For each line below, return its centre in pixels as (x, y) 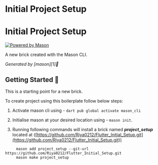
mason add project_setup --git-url (53, 149)
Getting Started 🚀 (32, 80)
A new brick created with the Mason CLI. (46, 55)
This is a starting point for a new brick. (44, 91)
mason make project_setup (42, 157)
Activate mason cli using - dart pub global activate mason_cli (77, 110)
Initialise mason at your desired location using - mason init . (72, 120)
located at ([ (25, 135)
